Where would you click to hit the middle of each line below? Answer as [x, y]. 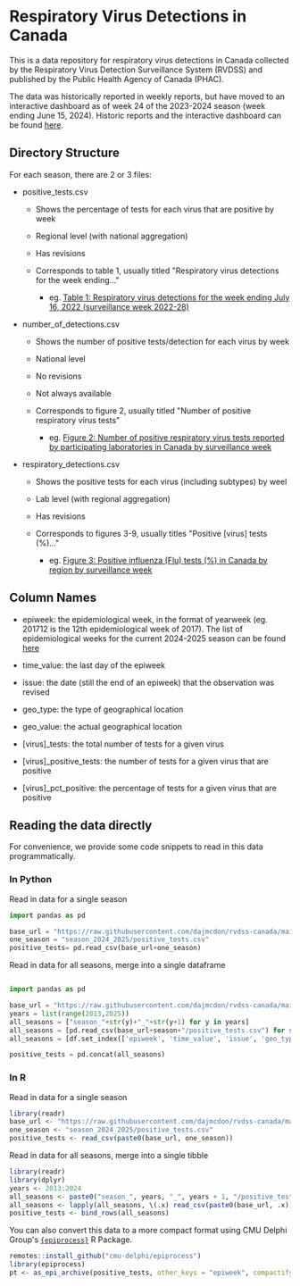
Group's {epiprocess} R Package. [71, 1240]
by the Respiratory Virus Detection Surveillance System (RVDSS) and [136, 70]
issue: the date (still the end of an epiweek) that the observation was [148, 682]
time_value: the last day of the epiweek [93, 665]
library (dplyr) [37, 1180]
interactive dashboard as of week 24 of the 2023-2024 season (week [137, 105]
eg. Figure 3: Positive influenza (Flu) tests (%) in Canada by [158, 560]
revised [36, 692]
